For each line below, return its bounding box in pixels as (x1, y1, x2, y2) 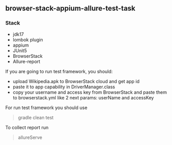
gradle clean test (17, 114, 54, 120)
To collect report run (5, 124, 49, 130)
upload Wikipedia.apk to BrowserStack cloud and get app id (12, 78, 140, 84)
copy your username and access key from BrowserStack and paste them (12, 89, 167, 95)
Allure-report (12, 58, 41, 65)
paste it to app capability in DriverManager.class (12, 84, 116, 90)
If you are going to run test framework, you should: (5, 68, 113, 74)
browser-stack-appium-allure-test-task (5, 4, 136, 13)
